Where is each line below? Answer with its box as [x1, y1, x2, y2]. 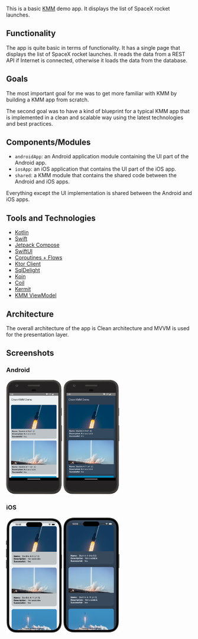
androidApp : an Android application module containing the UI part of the [14, 153, 189, 160]
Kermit [14, 286, 31, 293]
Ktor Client [14, 260, 41, 267]
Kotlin [14, 229, 29, 236]
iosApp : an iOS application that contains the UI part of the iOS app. [14, 165, 176, 172]
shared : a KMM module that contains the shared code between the [14, 172, 177, 179]
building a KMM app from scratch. [6, 96, 89, 103]
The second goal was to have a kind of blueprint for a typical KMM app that [6, 107, 190, 114]
